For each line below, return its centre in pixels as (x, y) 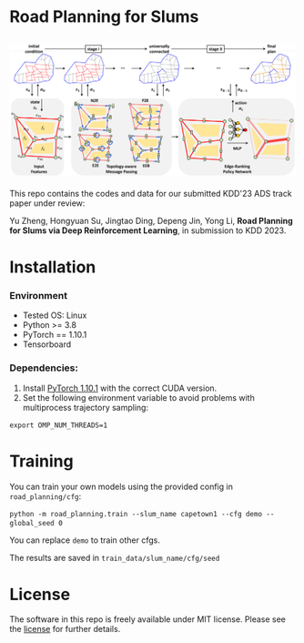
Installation (53, 267)
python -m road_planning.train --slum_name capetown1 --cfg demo (136, 514)
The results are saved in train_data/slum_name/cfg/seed (115, 557)
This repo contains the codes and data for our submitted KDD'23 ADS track (151, 193)
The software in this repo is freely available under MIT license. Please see (148, 619)
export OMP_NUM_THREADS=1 (58, 425)
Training (42, 461)
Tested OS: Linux (55, 315)
